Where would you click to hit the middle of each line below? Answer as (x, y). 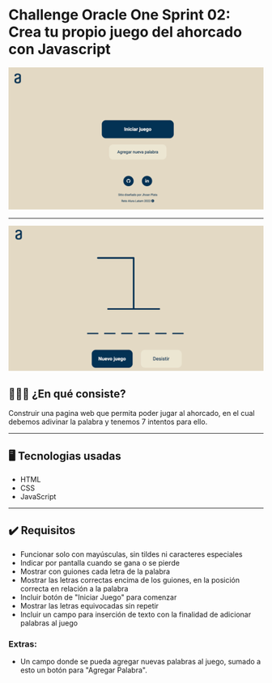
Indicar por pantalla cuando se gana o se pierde (100, 562)
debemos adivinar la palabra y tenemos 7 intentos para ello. (108, 422)
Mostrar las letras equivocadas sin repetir (89, 605)
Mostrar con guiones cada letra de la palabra (95, 571)
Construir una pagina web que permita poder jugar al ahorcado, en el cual (132, 414)
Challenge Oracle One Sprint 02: (119, 15)
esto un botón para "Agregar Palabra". (83, 670)
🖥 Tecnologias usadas (65, 456)
